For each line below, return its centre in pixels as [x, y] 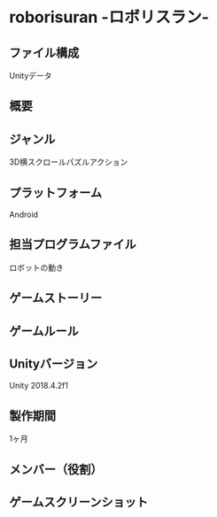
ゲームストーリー [56, 298]
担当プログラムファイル [73, 245]
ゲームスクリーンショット [79, 502]
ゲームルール [44, 331]
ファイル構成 [44, 53]
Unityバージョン [54, 364]
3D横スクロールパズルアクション [69, 162]
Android [23, 215]
